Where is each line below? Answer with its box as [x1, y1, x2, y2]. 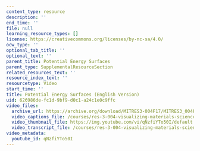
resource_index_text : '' [6, 75, 68, 81]
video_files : [6, 102, 39, 109]
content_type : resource [6, 8, 65, 15]
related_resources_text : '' [6, 70, 76, 75]
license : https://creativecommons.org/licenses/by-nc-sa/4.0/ [6, 36, 164, 42]
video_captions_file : [11, 114, 65, 119]
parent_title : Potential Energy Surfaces [6, 58, 111, 64]
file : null [6, 25, 33, 32]
